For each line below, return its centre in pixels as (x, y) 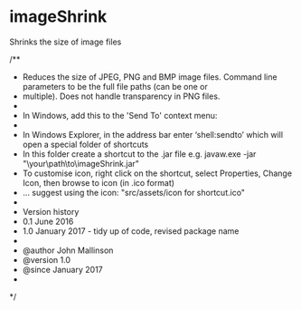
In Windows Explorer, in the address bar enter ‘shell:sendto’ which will (152, 134)
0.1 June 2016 (48, 221)
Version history (51, 211)
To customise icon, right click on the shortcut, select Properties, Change (157, 173)
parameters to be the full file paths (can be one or (115, 86)
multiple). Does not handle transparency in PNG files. (121, 96)
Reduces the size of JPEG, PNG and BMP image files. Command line (150, 77)
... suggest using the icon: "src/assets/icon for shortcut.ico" (134, 192)
